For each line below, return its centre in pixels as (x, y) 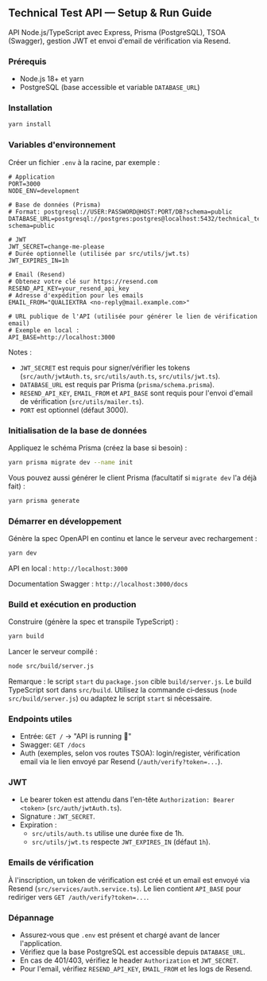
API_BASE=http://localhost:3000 (62, 337)
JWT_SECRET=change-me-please (56, 246)
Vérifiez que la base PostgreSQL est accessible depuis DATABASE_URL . (133, 952)
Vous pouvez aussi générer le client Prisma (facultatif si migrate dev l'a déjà (132, 477)
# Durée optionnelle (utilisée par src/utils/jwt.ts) (99, 253)
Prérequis (27, 61)
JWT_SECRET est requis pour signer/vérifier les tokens (105, 367)
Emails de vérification (51, 862)
